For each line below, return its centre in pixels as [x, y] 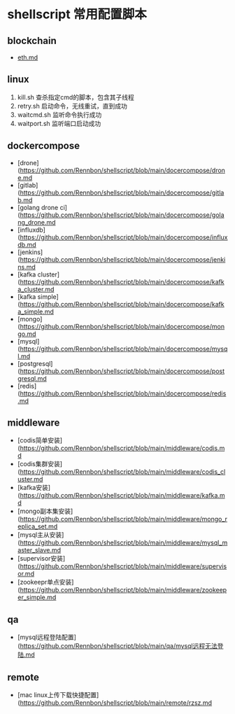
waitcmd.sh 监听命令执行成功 [59, 114]
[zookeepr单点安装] [45, 582]
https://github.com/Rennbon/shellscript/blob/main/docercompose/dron [123, 170]
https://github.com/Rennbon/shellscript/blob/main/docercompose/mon [122, 326]
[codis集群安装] [40, 464]
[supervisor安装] [41, 559]
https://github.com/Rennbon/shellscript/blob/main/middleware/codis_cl [123, 472]
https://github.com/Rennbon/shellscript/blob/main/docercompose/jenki [123, 259]
